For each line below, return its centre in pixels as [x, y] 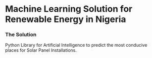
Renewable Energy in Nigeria [66, 19]
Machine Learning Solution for [69, 9]
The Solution [21, 35]
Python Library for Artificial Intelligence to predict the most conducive [76, 45]
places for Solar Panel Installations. [41, 50]
